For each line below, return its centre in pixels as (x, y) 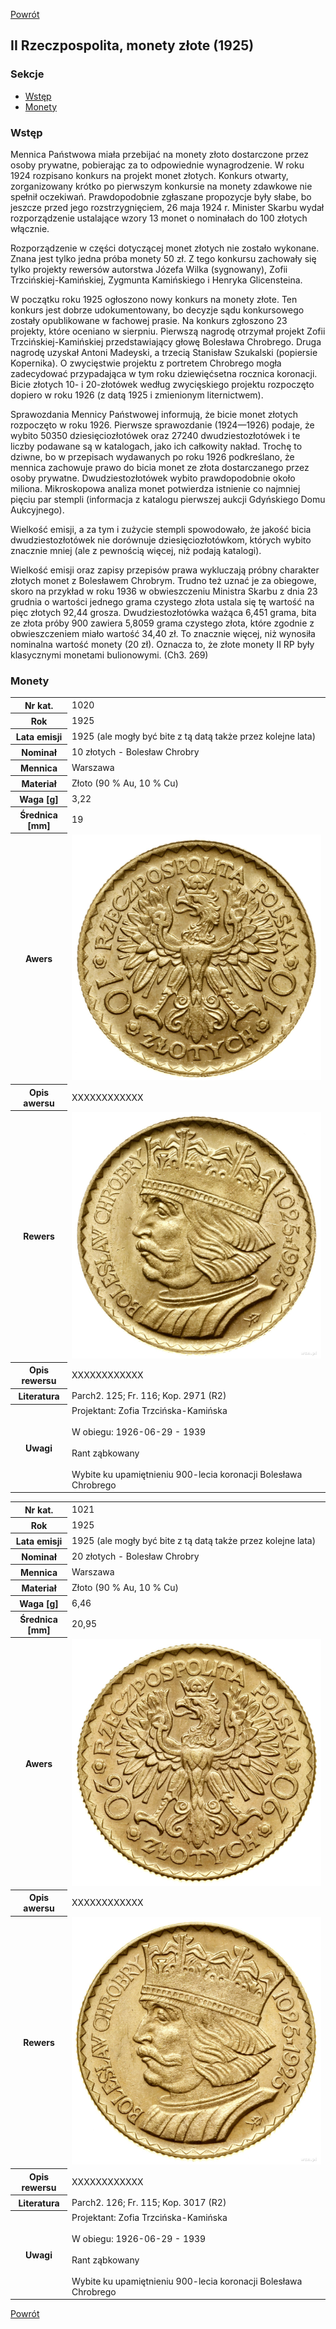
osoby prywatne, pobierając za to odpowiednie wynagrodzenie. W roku (157, 165)
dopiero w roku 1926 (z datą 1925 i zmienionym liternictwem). (137, 395)
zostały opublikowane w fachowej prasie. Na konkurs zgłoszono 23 (149, 320)
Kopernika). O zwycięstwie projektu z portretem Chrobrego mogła (146, 363)
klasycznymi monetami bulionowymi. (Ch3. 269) (109, 655)
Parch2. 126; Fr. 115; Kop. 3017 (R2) (149, 2203)
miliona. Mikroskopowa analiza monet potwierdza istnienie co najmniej (155, 488)
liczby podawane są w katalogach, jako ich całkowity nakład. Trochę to (156, 446)
